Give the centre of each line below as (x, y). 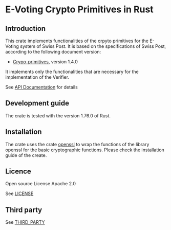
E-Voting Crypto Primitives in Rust (79, 10)
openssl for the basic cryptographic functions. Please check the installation (85, 150)
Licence (18, 172)
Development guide (37, 103)
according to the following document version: (53, 52)
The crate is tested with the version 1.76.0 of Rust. (58, 116)
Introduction (26, 29)
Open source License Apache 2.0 (40, 184)
